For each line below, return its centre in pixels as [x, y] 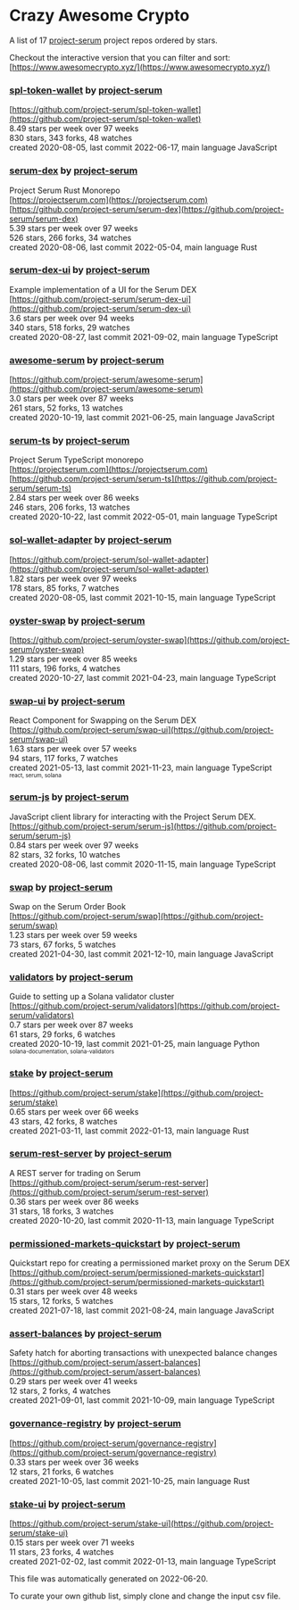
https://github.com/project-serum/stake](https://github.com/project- [138, 1092]
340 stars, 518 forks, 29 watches [70, 328]
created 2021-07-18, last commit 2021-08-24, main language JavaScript [142, 1311]
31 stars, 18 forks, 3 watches [62, 1211]
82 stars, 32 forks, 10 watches [65, 854]
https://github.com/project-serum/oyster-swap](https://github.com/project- [151, 640]
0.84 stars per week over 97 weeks [74, 845]
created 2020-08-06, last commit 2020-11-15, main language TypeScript [143, 864]
